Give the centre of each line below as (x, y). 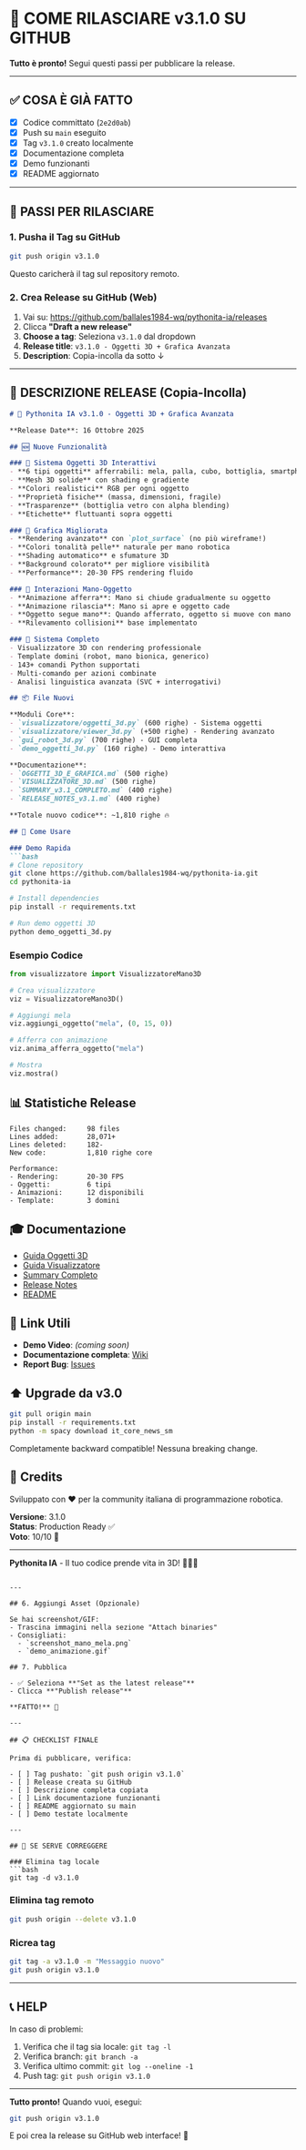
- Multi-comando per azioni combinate (83, 673)
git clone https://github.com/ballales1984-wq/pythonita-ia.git (134, 873)
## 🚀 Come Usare (40, 831)
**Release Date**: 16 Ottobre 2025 (77, 430)
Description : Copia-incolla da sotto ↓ (93, 355)
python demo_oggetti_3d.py (61, 932)
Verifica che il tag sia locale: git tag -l (97, 2046)
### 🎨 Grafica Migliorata (58, 530)
